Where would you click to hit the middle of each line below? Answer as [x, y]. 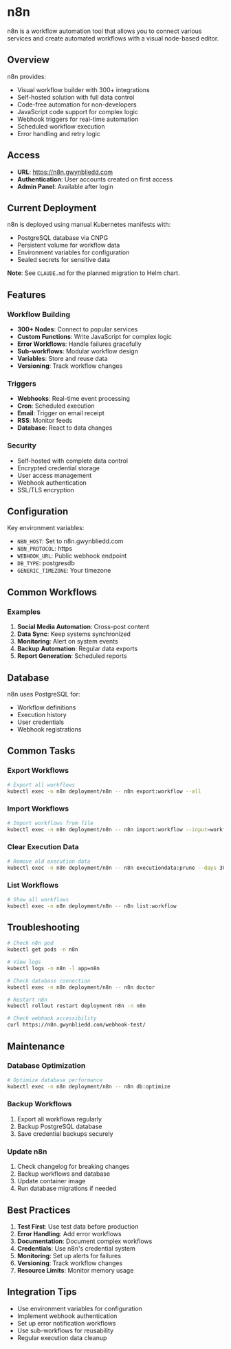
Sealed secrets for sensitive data [64, 260]
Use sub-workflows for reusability [65, 1330]
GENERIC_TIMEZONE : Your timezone [64, 571]
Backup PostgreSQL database [59, 1126]
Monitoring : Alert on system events [67, 641]
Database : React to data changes [65, 428]
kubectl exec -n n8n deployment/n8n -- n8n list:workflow [92, 906]
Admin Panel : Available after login [65, 186]
